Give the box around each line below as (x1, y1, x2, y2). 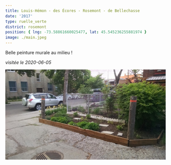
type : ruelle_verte (5, 19, 47, 24)
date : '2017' (5, 13, 33, 19)
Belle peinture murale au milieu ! (5, 50, 73, 55)
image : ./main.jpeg (5, 35, 47, 40)
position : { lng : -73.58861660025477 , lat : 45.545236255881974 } (5, 29, 147, 35)
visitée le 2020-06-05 (5, 59, 52, 65)
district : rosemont (5, 24, 47, 29)
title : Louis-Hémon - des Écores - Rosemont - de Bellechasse (5, 8, 140, 13)
